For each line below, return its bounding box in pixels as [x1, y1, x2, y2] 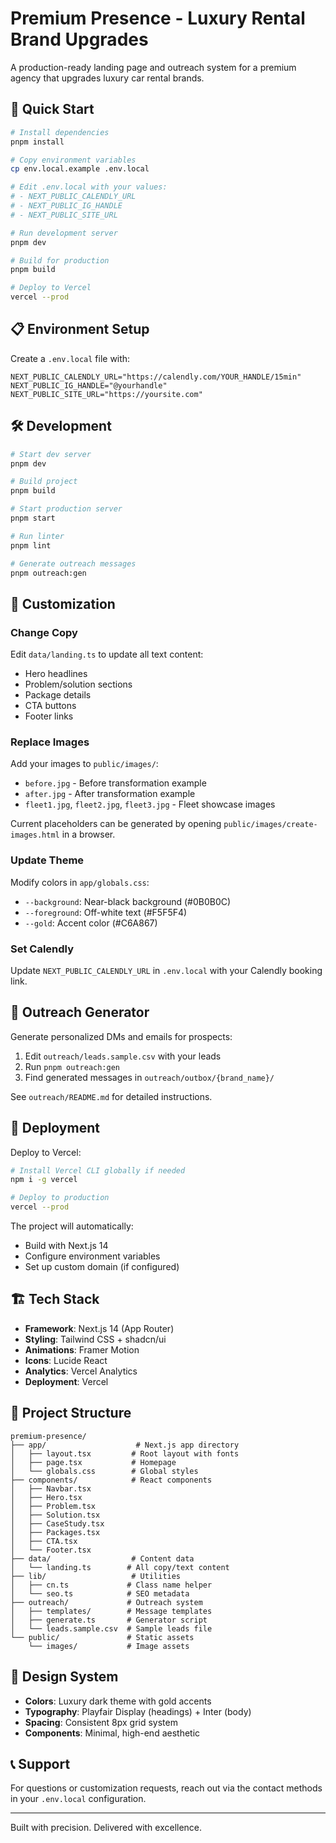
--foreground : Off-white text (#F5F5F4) [24, 906, 188, 918]
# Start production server [10, 504, 123, 514]
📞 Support [10, 1755, 71, 1772]
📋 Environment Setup [10, 321, 150, 338]
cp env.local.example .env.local [10, 164, 150, 174]
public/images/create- [223, 820, 318, 830]
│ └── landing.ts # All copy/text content [10, 1562, 230, 1572]
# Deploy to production [10, 1193, 110, 1203]
